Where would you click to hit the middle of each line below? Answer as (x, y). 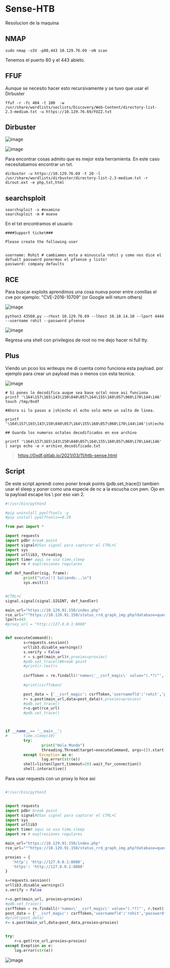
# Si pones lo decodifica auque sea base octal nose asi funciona (77, 393)
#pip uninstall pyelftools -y (37, 513)
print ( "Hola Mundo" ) (63, 745)
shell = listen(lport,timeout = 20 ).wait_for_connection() (82, 764)
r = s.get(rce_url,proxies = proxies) (51, 941)
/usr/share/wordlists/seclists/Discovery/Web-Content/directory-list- (81, 107)
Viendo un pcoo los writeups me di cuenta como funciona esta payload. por (84, 368)
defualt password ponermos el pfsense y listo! (56, 260)
